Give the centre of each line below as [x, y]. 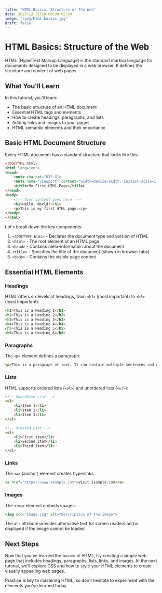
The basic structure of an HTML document [54, 107]
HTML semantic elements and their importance [59, 128]
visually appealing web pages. [35, 571]
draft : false [18, 23]
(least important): [22, 302]
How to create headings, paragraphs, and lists [58, 117]
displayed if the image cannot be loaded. [46, 529]
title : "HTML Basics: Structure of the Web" [50, 9]
